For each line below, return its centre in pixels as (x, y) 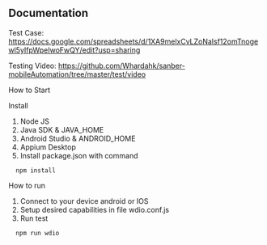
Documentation (49, 13)
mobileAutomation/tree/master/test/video (77, 74)
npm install (36, 170)
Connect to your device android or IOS (84, 201)
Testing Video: (32, 65)
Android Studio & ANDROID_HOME (78, 138)
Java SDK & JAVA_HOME (62, 129)
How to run (27, 185)
